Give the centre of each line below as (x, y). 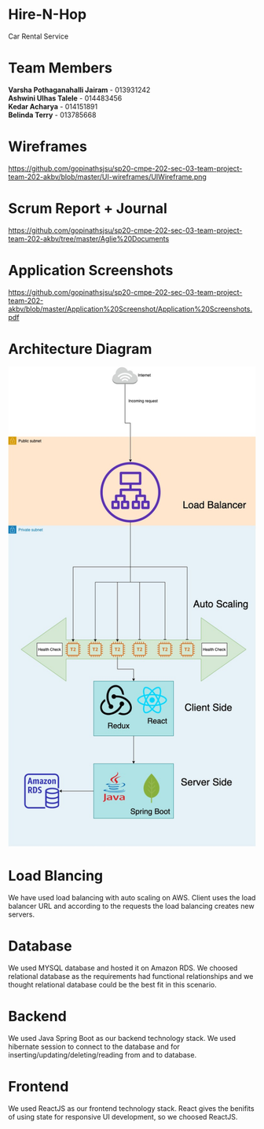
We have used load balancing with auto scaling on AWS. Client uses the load (132, 898)
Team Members (60, 68)
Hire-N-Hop (48, 15)
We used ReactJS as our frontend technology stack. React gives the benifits (131, 1108)
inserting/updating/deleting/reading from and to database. (103, 1054)
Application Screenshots (91, 270)
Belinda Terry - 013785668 (52, 115)
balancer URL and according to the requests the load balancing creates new (131, 907)
